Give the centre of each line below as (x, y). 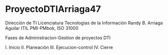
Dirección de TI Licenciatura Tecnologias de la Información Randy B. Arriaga (84, 23)
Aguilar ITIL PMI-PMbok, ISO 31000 (42, 28)
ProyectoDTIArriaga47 (53, 9)
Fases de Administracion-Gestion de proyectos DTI (58, 38)
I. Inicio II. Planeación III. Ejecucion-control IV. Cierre (59, 47)
